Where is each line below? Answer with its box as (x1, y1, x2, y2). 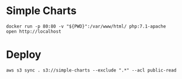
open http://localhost (6, 28, 61, 35)
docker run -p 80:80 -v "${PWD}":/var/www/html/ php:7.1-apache (6, 23, 166, 29)
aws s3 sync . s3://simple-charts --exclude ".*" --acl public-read (6, 67, 177, 73)
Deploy (6, 48, 42, 61)
